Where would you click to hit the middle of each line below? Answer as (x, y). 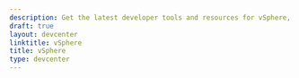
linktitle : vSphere (46, 43)
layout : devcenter (44, 34)
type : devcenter (40, 59)
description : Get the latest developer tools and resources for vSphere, (150, 17)
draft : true (31, 26)
